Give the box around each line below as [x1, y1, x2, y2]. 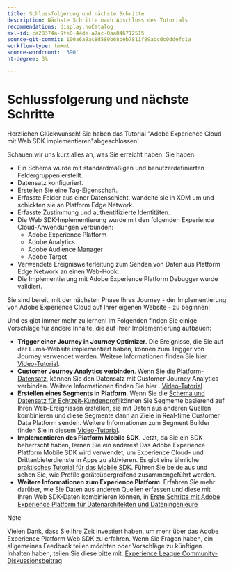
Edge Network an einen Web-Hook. [17, 267, 120, 276]
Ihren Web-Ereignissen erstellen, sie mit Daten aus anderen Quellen [17, 404, 211, 412]
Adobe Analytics [27, 237, 75, 246]
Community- [182, 549, 218, 557]
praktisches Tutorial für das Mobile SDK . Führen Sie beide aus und [17, 463, 208, 471]
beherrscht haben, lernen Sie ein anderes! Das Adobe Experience [17, 440, 206, 449]
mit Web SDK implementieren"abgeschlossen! [7, 136, 139, 145]
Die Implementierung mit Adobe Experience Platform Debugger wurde [17, 274, 218, 283]
